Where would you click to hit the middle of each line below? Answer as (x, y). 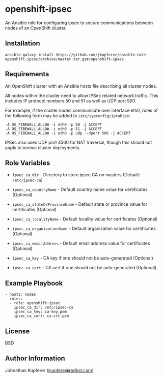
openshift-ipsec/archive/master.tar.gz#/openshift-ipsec (65, 59)
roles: (16, 299)
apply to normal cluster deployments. (43, 147)
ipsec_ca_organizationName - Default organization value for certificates (84, 229)
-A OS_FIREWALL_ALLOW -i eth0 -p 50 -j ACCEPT (54, 125)
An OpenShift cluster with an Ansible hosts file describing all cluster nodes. (81, 86)
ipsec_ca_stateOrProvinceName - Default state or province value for (80, 204)
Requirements (27, 74)
